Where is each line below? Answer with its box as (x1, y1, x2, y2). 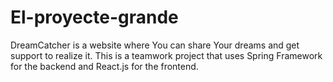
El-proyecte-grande (10, 6, 179, 29)
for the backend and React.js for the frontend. (10, 60, 199, 72)
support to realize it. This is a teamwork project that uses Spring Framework (10, 49, 323, 61)
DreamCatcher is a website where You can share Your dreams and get (10, 39, 300, 51)
